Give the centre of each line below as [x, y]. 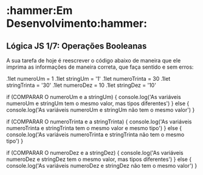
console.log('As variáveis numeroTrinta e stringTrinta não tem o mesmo [95, 135]
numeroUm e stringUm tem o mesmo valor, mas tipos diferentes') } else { [98, 103]
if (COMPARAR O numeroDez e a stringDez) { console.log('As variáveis [95, 153]
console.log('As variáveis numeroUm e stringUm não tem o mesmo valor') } [101, 110]
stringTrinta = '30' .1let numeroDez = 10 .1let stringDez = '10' [81, 85]
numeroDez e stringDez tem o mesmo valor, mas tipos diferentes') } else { [99, 159]
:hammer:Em [40, 11]
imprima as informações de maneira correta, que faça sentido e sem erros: [100, 67]
